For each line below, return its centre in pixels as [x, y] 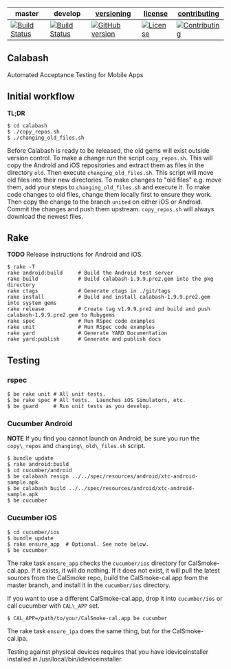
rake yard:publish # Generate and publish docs [84, 339]
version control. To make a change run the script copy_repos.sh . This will [110, 158]
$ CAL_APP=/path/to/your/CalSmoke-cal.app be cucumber [87, 618]
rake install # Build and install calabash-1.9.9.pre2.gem [109, 297]
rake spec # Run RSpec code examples [81, 321]
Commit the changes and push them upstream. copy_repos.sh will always [111, 209]
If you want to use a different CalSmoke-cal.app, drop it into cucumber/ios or [115, 598]
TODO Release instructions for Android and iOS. [75, 255]
